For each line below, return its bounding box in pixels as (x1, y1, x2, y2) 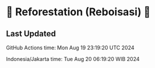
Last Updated (6, 29, 56, 39)
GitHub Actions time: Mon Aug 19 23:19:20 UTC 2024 (6, 44, 135, 51)
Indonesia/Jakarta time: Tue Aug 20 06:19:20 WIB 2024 (6, 56, 140, 62)
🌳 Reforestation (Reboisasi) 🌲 (6, 5, 151, 19)
